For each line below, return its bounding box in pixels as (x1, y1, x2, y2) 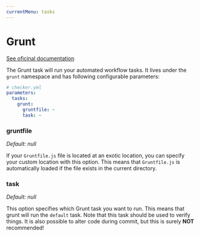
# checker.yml (6, 84, 42, 90)
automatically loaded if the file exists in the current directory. (6, 165, 157, 172)
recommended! (6, 224, 44, 232)
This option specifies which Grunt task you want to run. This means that (6, 205, 185, 213)
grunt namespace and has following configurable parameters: (6, 73, 160, 80)
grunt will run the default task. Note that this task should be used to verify (6, 211, 191, 219)
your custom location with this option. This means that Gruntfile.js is (6, 158, 181, 166)
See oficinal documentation (6, 55, 75, 62)
